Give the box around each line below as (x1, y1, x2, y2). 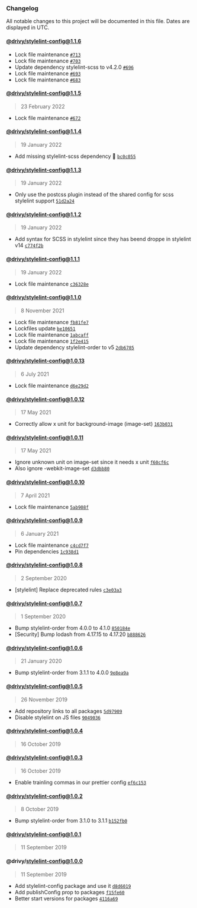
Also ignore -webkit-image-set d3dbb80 (14, 465, 110, 472)
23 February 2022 (20, 103, 65, 110)
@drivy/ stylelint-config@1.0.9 (6, 517, 83, 524)
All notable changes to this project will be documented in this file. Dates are (6, 18, 190, 25)
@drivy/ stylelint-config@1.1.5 (6, 90, 82, 97)
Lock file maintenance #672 (14, 114, 81, 121)
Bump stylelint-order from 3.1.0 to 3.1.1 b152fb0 (14, 817, 128, 824)
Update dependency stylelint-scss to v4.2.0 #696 (14, 64, 134, 71)
